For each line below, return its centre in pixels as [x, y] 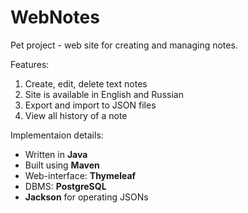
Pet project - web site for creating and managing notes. [124, 45]
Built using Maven [62, 165]
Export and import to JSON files [90, 105]
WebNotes [55, 17]
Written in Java [56, 154]
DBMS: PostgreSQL [65, 186]
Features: [30, 64]
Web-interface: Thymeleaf [80, 175]
